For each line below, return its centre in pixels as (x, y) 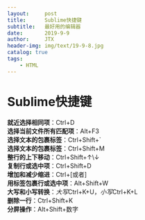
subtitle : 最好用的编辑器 (44, 26)
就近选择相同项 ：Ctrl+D (41, 122)
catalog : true (28, 53)
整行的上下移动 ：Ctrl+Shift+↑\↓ (53, 157)
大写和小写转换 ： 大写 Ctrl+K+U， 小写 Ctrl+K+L (72, 192)
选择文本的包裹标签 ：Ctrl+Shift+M (56, 148)
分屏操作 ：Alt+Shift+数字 (43, 209)
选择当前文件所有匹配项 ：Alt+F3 (53, 131)
